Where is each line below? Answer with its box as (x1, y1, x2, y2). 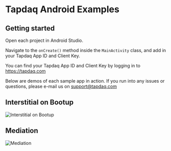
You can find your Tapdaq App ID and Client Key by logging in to (5, 63, 140, 68)
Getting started (5, 24, 55, 33)
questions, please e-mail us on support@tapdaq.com (5, 83, 117, 89)
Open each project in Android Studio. (5, 37, 83, 43)
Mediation (5, 127, 38, 135)
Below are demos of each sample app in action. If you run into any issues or (5, 78, 165, 84)
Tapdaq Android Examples (5, 4, 120, 15)
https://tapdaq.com (5, 68, 46, 74)
